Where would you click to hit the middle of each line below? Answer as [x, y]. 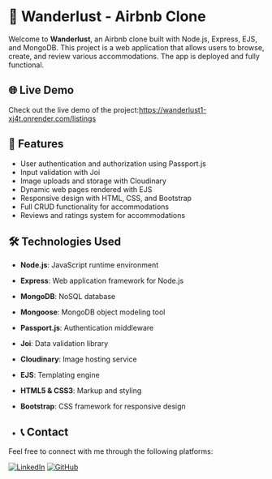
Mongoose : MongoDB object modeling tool [93, 312]
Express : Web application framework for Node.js [102, 281]
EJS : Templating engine [60, 375]
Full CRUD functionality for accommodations [94, 207]
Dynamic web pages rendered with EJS [86, 189]
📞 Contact [44, 432]
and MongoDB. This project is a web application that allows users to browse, [136, 47]
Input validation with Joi [60, 172]
